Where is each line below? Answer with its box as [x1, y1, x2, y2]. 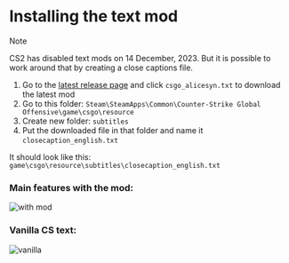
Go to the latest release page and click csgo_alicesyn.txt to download [21, 79, 281, 90]
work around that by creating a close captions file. [9, 62, 194, 73]
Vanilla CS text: [9, 224, 77, 236]
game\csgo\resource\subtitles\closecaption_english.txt [9, 161, 221, 170]
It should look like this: [9, 151, 92, 162]
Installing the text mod [9, 6, 179, 27]
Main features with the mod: [9, 181, 134, 194]
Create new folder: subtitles [21, 116, 129, 126]
